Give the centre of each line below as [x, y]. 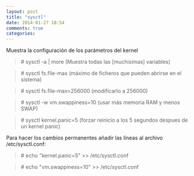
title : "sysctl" [26, 17]
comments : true [25, 28]
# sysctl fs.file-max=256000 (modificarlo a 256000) [84, 91]
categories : [21, 34]
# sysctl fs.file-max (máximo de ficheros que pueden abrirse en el [101, 73]
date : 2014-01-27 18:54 [35, 22]
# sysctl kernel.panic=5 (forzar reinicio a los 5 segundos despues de [104, 120]
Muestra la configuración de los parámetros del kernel [72, 50]
